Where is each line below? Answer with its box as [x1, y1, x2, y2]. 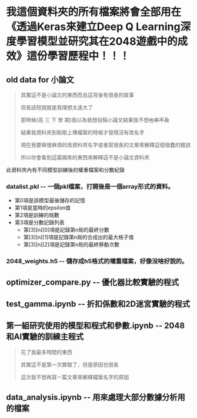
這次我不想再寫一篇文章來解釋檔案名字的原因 [20, 373, 129, 380]
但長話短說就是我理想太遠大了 [20, 104, 93, 111]
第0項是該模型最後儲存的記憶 [14, 197, 85, 204]
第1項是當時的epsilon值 [14, 204, 71, 212]
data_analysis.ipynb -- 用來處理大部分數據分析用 [6, 392, 185, 403]
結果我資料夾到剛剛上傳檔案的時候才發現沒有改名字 [20, 129, 145, 136]
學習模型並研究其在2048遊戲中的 [16, 35, 178, 48]
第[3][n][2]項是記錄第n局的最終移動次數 [23, 241, 119, 248]
